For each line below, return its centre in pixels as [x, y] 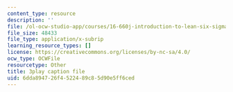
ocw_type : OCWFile [34, 59]
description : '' [31, 20]
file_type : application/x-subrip [55, 39]
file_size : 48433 [32, 33]
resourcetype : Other [37, 65]
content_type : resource [42, 13]
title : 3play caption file [46, 71]
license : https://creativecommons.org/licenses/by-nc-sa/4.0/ [99, 53]
